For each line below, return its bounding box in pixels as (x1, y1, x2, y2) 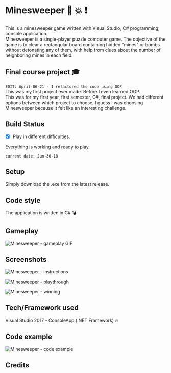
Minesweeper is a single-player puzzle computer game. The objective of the (5, 36, 166, 42)
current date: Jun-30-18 (5, 153, 58, 159)
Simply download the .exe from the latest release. (5, 181, 110, 187)
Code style (5, 196, 41, 205)
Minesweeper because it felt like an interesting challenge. (5, 105, 127, 111)
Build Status (5, 120, 45, 129)
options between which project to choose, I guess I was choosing (5, 99, 143, 106)
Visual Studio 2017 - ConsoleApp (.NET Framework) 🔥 (5, 317, 119, 323)
